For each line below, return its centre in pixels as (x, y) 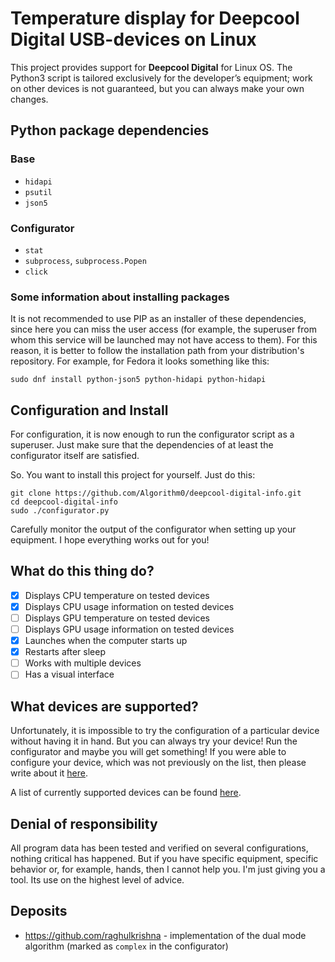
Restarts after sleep (65, 652)
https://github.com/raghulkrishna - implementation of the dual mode (165, 935)
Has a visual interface (69, 674)
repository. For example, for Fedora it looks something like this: (140, 361)
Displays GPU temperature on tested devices (117, 618)
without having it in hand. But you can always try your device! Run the (154, 741)
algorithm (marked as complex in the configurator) (126, 946)
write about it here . (49, 773)
